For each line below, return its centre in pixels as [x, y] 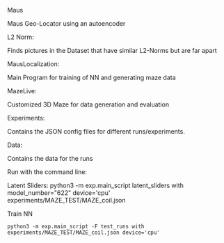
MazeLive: [22, 91]
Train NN [20, 214]
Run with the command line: [47, 172]
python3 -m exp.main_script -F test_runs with [76, 226]
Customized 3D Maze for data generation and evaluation [88, 104]
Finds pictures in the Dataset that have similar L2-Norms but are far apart [112, 50]
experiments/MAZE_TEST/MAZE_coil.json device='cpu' [83, 233]
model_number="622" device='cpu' [59, 193]
